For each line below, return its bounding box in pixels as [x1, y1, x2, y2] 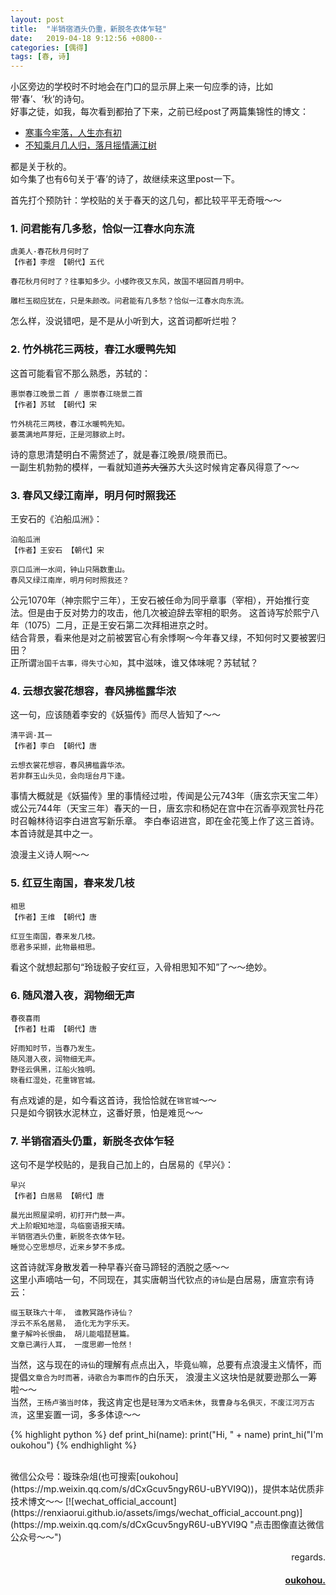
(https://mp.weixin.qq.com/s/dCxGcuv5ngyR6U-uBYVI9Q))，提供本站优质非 [10, 1483, 325, 1495]
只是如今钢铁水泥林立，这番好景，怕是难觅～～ [10, 1106, 203, 1118]
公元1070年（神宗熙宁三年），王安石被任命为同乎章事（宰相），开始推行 [10, 594, 302, 606]
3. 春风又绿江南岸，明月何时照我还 [10, 488, 177, 502]
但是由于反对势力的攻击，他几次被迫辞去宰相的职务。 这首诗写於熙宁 [27, 607, 311, 619]
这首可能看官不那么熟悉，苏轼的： [10, 367, 151, 379]
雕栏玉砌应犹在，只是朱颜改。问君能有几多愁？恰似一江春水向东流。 [10, 296, 249, 306]
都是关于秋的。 [10, 161, 72, 173]
